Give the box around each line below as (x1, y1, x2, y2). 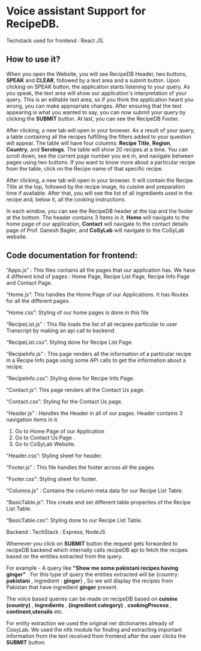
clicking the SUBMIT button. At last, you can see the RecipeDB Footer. (6, 115, 179, 122)
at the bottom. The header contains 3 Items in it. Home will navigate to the (6, 213, 190, 221)
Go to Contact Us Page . (14, 434, 75, 441)
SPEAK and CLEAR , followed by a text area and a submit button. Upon (6, 76, 180, 84)
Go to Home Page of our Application (14, 427, 105, 435)
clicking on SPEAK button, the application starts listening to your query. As (6, 83, 190, 90)
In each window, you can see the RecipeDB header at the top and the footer (6, 207, 193, 215)
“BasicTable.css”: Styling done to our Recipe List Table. (6, 516, 143, 524)
